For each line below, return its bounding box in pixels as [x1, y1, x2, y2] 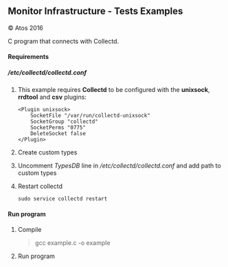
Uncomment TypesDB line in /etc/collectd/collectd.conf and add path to [17, 161, 222, 170]
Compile [17, 225, 42, 233]
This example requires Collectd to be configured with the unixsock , [17, 86, 210, 94]
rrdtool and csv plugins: [17, 93, 87, 102]
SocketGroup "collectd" [30, 118, 98, 126]
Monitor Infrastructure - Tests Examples [8, 5, 183, 17]
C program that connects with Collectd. [8, 37, 119, 45]
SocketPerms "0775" [30, 124, 87, 131]
